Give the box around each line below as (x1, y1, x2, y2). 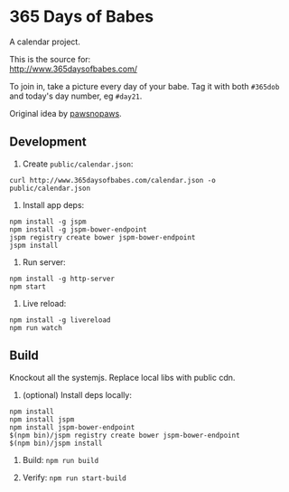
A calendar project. (9, 36, 81, 47)
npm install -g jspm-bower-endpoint (9, 224, 147, 234)
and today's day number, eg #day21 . (9, 90, 143, 101)
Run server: (22, 256, 66, 268)
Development (9, 134, 88, 150)
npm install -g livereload (9, 315, 111, 325)
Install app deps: (22, 199, 85, 210)
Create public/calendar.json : (22, 158, 134, 169)
